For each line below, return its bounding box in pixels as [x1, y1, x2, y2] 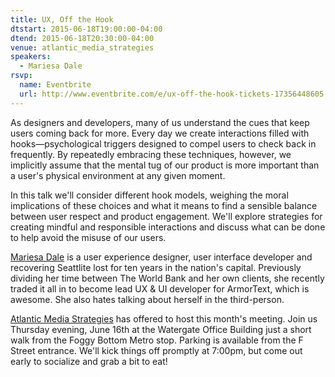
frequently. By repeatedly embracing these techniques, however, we [10, 148, 292, 160]
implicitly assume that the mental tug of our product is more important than [10, 159, 320, 171]
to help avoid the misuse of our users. [10, 231, 167, 243]
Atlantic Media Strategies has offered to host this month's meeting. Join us [10, 312, 318, 325]
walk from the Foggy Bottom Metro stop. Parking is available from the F [10, 334, 304, 346]
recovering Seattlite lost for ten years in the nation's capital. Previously [10, 261, 302, 273]
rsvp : [10, 71, 33, 81]
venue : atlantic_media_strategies [10, 42, 155, 53]
